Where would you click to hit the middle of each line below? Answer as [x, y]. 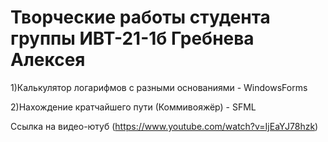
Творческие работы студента [140, 17]
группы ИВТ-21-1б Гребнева [132, 38]
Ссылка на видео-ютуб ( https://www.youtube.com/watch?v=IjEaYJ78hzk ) [164, 126]
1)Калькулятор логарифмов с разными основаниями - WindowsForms [159, 87]
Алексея [48, 60]
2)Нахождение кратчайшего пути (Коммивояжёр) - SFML [133, 107]
